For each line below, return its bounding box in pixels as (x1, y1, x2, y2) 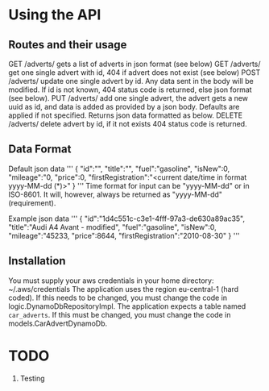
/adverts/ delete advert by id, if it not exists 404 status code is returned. (8, 119, 247, 128)
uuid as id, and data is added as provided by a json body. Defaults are (8, 102, 240, 111)
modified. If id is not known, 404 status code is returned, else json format (8, 85, 252, 94)
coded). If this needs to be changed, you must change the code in (8, 293, 228, 302)
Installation (8, 254, 66, 268)
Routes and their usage (8, 38, 127, 52)
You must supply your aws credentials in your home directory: (8, 276, 214, 285)
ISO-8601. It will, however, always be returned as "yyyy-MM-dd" (8, 189, 223, 199)
